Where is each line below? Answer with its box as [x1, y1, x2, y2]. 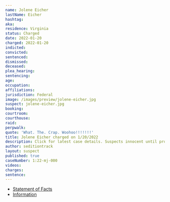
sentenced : [5, 54, 28, 60]
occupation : [5, 83, 30, 88]
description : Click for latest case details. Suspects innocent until [5, 139, 157, 144]
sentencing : [5, 73, 30, 78]
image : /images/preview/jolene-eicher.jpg [5, 97, 96, 102]
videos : [5, 163, 22, 168]
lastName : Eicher [5, 12, 42, 17]
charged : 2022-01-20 [5, 41, 49, 46]
